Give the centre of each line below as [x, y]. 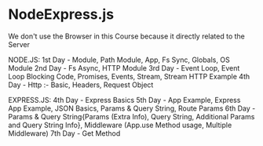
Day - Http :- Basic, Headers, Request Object [81, 85]
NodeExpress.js [61, 15]
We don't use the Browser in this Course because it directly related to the [127, 36]
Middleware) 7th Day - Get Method [64, 133]
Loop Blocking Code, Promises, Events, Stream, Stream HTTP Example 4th [129, 76]
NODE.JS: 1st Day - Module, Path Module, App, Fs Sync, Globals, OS [119, 60]
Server [19, 44]
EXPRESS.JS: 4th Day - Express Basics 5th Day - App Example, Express [124, 100]
